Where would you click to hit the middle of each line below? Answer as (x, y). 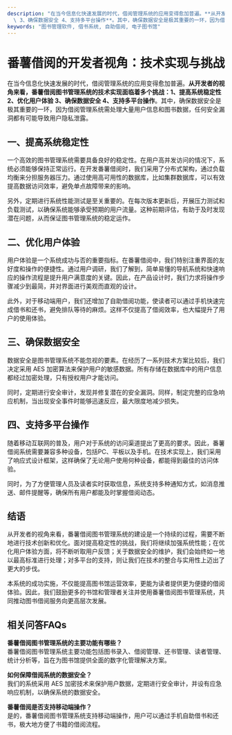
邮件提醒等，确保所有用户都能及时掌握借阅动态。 (89, 492)
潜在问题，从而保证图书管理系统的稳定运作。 (71, 218)
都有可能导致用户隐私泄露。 (52, 118)
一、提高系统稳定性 (48, 142)
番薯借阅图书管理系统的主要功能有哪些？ (65, 643)
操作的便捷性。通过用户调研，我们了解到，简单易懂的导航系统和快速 (122, 268)
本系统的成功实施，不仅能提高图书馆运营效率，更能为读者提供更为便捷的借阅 (116, 584)
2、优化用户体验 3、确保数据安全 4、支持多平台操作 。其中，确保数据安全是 (114, 101)
